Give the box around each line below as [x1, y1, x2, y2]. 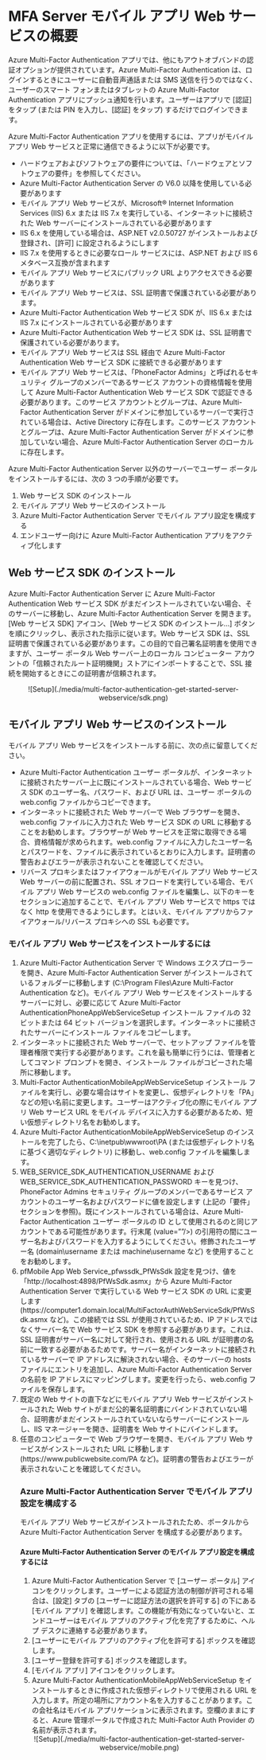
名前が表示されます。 [31, 1725, 102, 1735]
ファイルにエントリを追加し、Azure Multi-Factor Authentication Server [19, 1364, 253, 1374]
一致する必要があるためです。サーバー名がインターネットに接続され [33, 1344, 256, 1354]
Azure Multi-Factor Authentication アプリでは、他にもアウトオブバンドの [8, 55, 248, 64]
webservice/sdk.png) [98, 693, 168, 702]
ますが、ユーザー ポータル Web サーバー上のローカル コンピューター [8, 648, 233, 658]
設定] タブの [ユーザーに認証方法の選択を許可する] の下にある [55, 1596, 256, 1606]
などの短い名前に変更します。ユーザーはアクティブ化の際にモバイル [19, 1097, 241, 1106]
